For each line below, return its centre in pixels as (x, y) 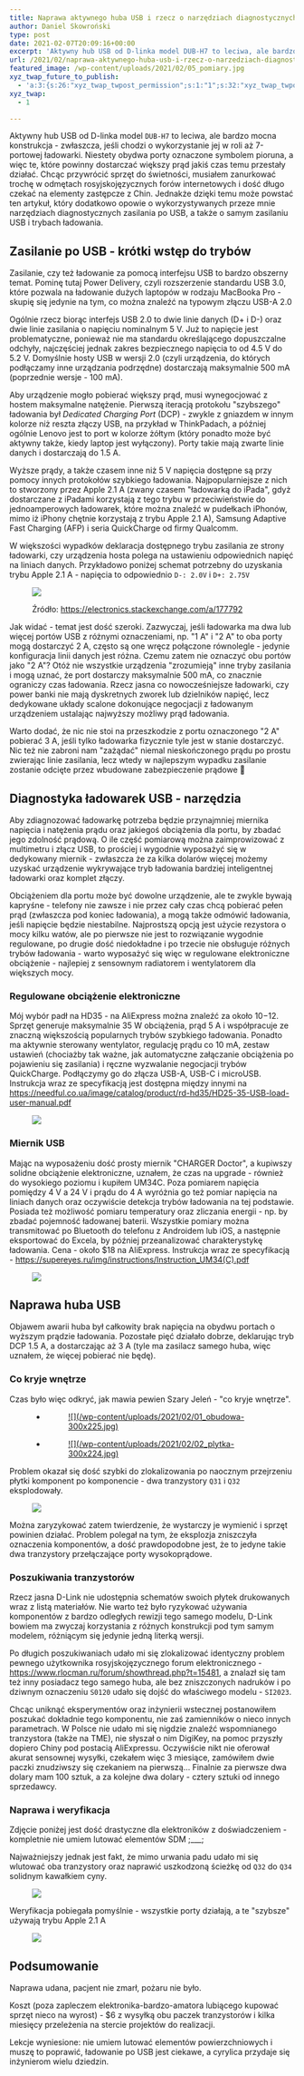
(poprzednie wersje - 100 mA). (66, 377)
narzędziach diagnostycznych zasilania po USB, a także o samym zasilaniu (149, 213)
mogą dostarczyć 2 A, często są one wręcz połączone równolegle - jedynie (150, 646)
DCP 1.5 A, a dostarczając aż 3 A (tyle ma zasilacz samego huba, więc (140, 1346)
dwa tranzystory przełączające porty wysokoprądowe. (111, 1553)
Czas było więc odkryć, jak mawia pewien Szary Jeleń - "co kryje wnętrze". (150, 1399)
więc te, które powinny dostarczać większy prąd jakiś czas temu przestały (148, 165)
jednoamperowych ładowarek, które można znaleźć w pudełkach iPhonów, (148, 509)
